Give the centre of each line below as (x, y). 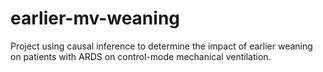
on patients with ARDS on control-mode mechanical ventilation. (141, 56)
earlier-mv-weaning (95, 18)
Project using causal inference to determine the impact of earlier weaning (161, 46)
